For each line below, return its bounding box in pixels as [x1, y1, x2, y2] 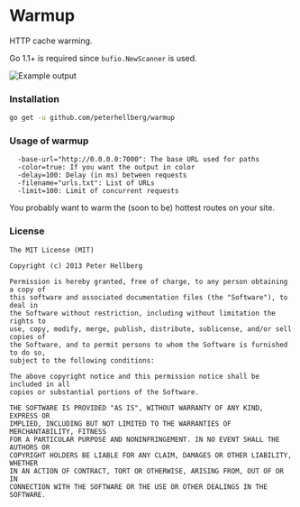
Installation [9, 92, 60, 105]
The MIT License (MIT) [9, 245, 95, 254]
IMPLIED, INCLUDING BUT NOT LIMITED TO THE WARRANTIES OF [9, 419, 232, 429]
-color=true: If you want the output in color [17, 163, 195, 172]
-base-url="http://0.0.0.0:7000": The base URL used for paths [17, 155, 259, 164]
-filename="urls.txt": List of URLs [17, 179, 155, 188]
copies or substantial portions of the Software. [9, 387, 200, 397]
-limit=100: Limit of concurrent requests [17, 187, 179, 196]
